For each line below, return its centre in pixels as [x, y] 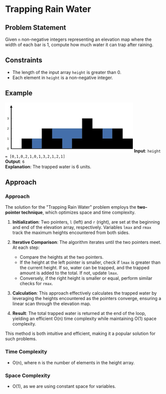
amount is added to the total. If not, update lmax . [69, 273]
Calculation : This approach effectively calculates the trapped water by [84, 293]
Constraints [24, 60]
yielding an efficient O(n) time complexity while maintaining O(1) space [84, 318]
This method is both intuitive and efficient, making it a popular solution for [81, 333]
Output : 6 [15, 161]
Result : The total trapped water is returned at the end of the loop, [79, 314]
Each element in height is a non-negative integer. [62, 78]
